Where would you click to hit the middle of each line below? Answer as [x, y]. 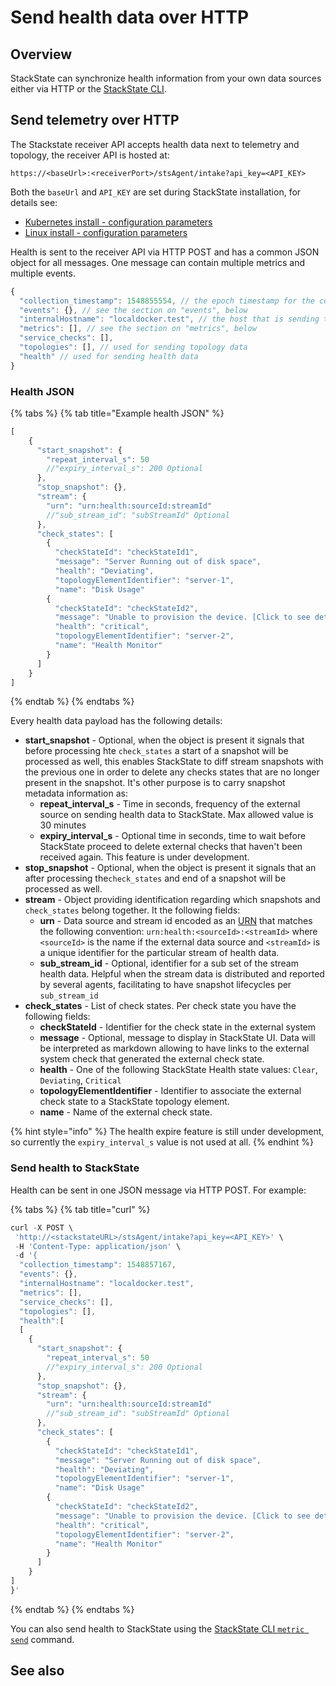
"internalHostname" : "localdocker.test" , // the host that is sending [169, 319]
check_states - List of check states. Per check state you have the [160, 1006]
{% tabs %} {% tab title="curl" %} [80, 1209]
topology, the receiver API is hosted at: [90, 155]
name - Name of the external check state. [126, 1112]
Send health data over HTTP [130, 17]
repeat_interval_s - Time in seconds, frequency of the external [170, 804]
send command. [42, 1639]
